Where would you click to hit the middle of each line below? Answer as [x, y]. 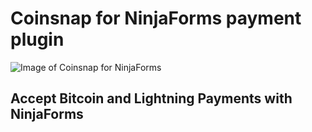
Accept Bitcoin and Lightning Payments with [151, 98]
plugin [37, 39]
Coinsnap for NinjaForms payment [156, 18]
